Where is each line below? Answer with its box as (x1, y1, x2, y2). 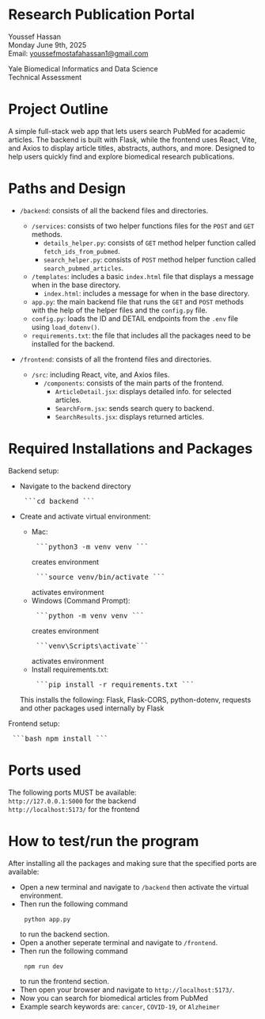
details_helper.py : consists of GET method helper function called (43, 238, 256, 247)
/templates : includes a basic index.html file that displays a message (31, 271, 255, 281)
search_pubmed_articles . (43, 263, 124, 273)
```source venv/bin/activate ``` (36, 573, 166, 581)
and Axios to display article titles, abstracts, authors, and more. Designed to (8, 143, 256, 152)
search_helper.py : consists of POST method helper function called (43, 255, 256, 264)
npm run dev (24, 962, 63, 971)
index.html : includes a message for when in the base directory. (43, 288, 250, 298)
